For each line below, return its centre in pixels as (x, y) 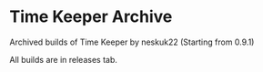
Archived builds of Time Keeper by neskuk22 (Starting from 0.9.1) (132, 42)
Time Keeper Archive (91, 17)
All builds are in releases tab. (64, 59)
